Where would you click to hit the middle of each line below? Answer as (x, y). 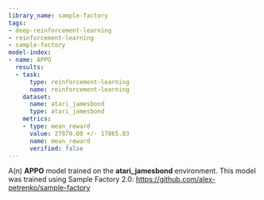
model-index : (30, 52)
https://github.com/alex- (176, 179)
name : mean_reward (60, 141)
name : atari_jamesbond (67, 104)
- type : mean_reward (56, 126)
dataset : (37, 97)
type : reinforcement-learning (79, 82)
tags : (17, 23)
